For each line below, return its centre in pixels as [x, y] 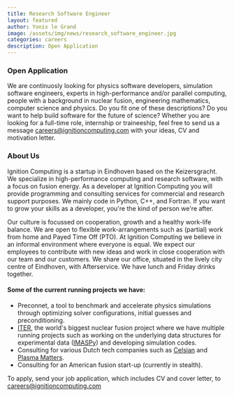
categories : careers [37, 40]
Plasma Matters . [41, 357]
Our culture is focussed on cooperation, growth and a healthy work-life [109, 222]
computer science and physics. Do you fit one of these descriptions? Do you [117, 108]
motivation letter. [31, 138]
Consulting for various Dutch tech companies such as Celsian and [112, 349]
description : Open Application [53, 46]
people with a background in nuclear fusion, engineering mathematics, [109, 101]
